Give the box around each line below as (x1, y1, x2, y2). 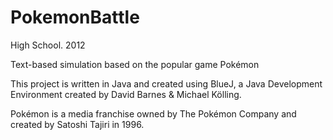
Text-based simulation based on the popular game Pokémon (10, 58, 260, 70)
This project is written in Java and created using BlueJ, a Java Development (10, 77, 323, 90)
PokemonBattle (10, 6, 140, 29)
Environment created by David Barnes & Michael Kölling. (10, 88, 242, 100)
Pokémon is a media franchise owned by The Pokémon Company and (10, 107, 297, 120)
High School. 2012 (10, 39, 86, 51)
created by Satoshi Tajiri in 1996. (10, 118, 145, 130)
